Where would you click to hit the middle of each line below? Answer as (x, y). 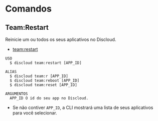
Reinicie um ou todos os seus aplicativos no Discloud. (61, 39)
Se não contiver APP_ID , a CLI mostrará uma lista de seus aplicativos (83, 107)
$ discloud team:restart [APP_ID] (46, 63)
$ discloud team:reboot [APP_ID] (45, 81)
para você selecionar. (35, 113)
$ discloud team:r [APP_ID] (39, 76)
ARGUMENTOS (17, 94)
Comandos (28, 9)
